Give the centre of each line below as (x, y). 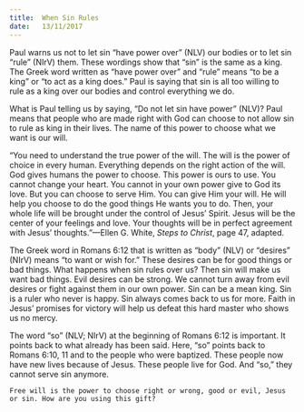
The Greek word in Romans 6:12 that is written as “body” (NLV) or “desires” (150, 250)
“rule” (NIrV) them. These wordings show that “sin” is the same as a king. (146, 62)
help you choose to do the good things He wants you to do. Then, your (142, 203)
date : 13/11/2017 (46, 26)
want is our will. (39, 137)
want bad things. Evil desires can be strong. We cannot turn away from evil (150, 279)
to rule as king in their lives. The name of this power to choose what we (143, 127)
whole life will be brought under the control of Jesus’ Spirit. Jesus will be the (152, 213)
